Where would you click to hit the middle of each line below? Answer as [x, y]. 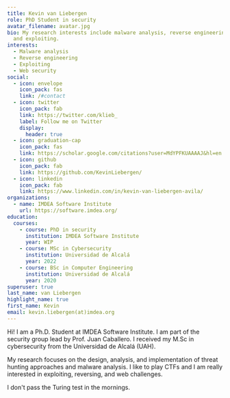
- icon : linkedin [38, 178]
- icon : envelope [38, 83]
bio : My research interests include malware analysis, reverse [99, 32]
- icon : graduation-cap [47, 141]
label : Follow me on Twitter [61, 121]
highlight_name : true [38, 300]
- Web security [35, 70]
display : [32, 128]
